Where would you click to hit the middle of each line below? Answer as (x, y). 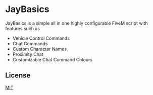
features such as (23, 28)
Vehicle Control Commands (41, 38)
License (18, 76)
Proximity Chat (28, 54)
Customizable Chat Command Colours (52, 59)
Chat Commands (30, 43)
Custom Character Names (40, 49)
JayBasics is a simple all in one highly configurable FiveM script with (76, 23)
